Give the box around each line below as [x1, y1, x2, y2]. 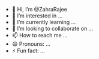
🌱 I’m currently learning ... [11, 19, 76, 25]
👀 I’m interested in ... [11, 12, 63, 19]
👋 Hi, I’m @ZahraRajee [11, 6, 68, 13]
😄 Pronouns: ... [11, 40, 51, 48]
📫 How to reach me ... [11, 32, 68, 39]
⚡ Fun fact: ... [11, 47, 45, 54]
